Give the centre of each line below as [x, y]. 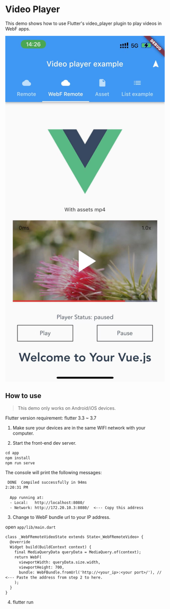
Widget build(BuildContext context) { [51, 547]
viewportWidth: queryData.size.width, [59, 562]
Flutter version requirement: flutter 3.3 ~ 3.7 [51, 418]
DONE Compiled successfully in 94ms [47, 482]
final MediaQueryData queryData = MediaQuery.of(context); [78, 552]
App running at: [27, 497]
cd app [12, 453]
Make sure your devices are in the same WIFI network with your [79, 427]
